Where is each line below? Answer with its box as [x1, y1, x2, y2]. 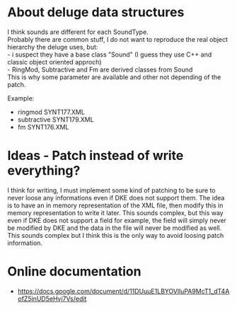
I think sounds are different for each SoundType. [7, 28, 149, 36]
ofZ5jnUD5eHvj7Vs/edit [17, 294, 87, 303]
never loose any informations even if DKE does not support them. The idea [7, 193, 225, 202]
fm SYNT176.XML [17, 122, 69, 131]
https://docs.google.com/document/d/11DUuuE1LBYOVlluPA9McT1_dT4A [17, 287, 230, 295]
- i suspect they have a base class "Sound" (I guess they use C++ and [7, 50, 212, 59]
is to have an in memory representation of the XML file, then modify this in [7, 201, 224, 209]
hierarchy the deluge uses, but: [7, 42, 98, 51]
